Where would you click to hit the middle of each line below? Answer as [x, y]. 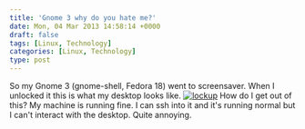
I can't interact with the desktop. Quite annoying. [101, 115]
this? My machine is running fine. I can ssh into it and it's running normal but [152, 105]
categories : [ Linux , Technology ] [73, 52]
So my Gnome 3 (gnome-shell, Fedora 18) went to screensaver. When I [142, 86]
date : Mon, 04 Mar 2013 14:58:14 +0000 [85, 26]
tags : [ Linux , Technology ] [61, 43]
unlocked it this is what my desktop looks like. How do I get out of [151, 95]
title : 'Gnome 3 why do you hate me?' [83, 18]
